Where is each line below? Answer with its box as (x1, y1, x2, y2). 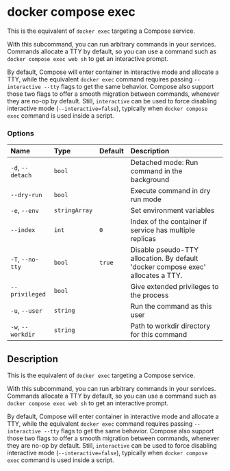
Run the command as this (130, 302, 212, 311)
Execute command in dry (130, 186, 211, 196)
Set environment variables (130, 206, 215, 216)
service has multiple (130, 225, 195, 235)
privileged (10, 290, 46, 298)
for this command (130, 330, 187, 340)
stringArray (53, 207, 93, 214)
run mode (130, 194, 162, 204)
